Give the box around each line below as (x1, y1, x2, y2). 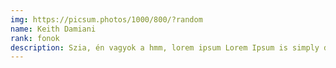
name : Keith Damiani (10, 24, 97, 34)
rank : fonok (10, 33, 60, 43)
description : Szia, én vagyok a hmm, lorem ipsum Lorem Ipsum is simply (10, 42, 320, 53)
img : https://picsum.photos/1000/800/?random (10, 14, 203, 25)
